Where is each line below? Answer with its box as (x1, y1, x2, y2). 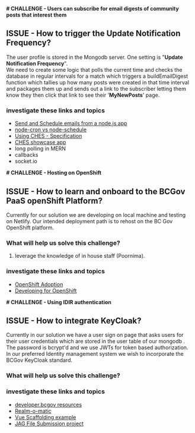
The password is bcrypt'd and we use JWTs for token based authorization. (6, 344, 188, 351)
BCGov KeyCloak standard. (6, 356, 73, 364)
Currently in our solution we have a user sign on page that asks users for (6, 331, 184, 339)
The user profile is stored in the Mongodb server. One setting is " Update (6, 53, 183, 61)
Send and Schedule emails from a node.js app (14, 120, 127, 127)
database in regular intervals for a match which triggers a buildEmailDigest (6, 72, 188, 80)
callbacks (14, 151, 39, 159)
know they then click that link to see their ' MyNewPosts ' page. (6, 91, 160, 99)
